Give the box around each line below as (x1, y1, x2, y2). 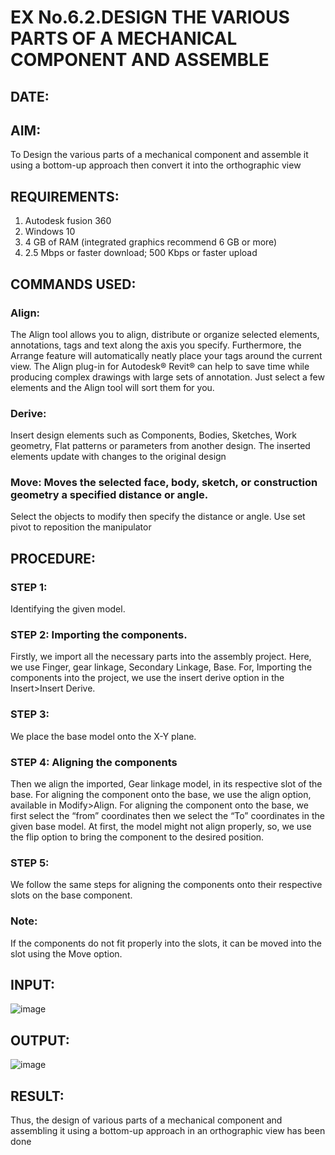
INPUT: (10, 977, 56, 994)
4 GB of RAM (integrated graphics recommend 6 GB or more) (24, 236, 278, 248)
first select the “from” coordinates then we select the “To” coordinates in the (10, 810, 325, 822)
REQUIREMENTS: (10, 188, 120, 205)
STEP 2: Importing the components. (10, 628, 188, 642)
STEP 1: (10, 580, 48, 594)
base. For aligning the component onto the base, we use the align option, (10, 789, 312, 801)
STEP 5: (10, 856, 50, 870)
